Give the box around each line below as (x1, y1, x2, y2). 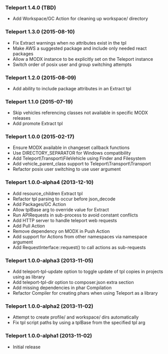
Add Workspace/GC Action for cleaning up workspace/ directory (12, 16, 148, 22)
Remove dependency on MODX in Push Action (12, 228, 110, 234)
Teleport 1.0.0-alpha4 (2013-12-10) (5, 179, 94, 186)
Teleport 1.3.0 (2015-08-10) (5, 28, 75, 36)
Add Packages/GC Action (12, 201, 66, 207)
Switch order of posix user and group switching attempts (12, 61, 132, 67)
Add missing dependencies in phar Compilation (12, 285, 112, 291)
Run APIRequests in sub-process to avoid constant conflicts (12, 212, 139, 218)
